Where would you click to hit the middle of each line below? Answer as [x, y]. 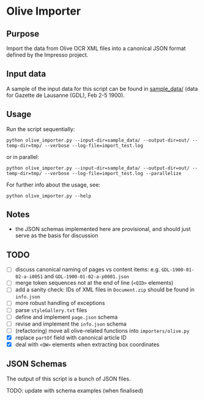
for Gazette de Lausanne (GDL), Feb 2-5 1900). [66, 95]
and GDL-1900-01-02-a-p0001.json [87, 276]
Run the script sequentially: [41, 129]
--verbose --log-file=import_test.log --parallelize [113, 173]
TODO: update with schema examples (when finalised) [75, 390]
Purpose [23, 34]
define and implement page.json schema [66, 317]
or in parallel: [23, 157]
